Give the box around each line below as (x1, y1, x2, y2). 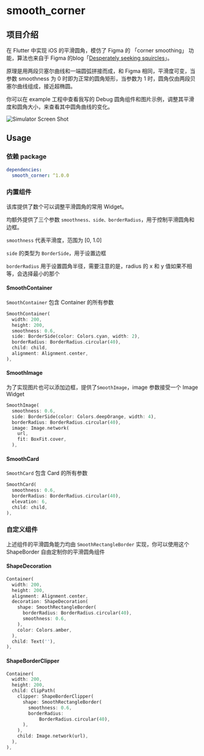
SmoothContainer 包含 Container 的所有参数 (6, 298, 114, 305)
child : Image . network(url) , (17, 733, 88, 740)
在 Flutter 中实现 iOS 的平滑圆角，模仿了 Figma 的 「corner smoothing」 (6, 47, 188, 54)
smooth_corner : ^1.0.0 (12, 172, 69, 179)
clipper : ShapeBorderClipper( (17, 693, 94, 700)
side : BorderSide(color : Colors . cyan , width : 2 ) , (12, 333, 140, 340)
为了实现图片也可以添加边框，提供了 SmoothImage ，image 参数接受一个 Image (6, 383, 199, 391)
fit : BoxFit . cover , (17, 437, 67, 443)
